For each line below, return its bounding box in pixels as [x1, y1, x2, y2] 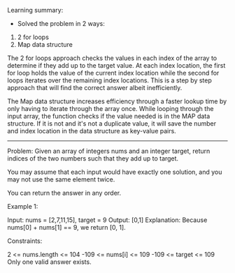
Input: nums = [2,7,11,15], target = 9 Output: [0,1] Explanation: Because [7, 216, 208, 224]
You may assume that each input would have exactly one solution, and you [7, 168, 222, 176]
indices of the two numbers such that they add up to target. [7, 154, 179, 163]
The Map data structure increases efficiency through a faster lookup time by [7, 97, 227, 105]
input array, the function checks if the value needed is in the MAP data [7, 112, 211, 120]
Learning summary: [7, 6, 64, 14]
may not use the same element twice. [7, 175, 115, 184]
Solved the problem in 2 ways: [17, 20, 105, 27]
